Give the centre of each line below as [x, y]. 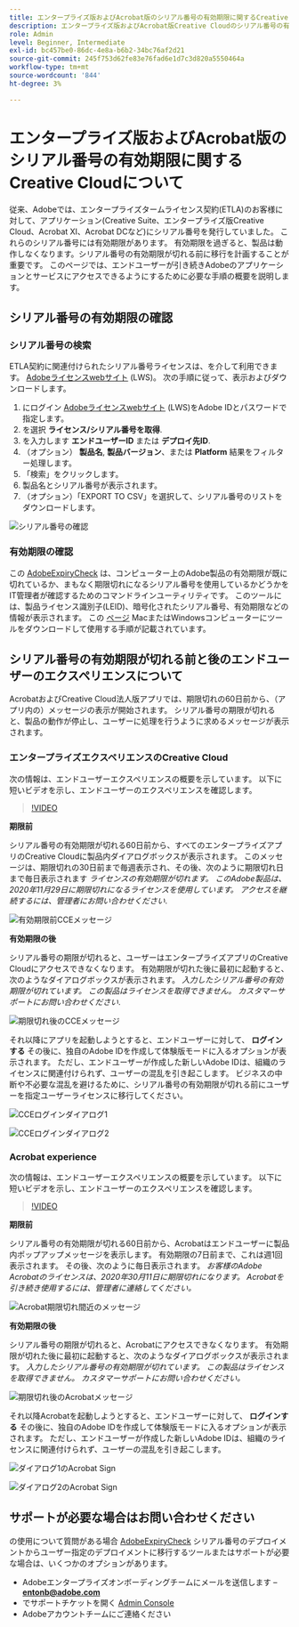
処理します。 [53, 463]
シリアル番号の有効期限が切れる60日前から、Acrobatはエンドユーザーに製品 [149, 1243]
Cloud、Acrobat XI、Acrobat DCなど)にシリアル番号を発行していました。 [144, 231]
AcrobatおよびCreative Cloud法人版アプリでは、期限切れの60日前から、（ [144, 699]
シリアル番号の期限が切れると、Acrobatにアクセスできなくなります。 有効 [145, 1344]
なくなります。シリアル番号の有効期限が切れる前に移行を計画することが [157, 254]
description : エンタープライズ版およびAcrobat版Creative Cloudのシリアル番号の [146, 26]
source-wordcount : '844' [55, 76]
